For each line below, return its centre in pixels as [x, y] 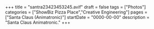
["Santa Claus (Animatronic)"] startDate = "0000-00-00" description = [77, 17]
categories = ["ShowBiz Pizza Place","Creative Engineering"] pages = [76, 12]
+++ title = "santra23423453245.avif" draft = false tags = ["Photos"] [76, 7]
